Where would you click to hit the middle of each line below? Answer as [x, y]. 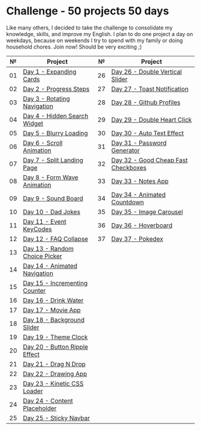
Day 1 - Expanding [50, 71]
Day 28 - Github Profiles [146, 102]
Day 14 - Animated [50, 266]
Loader [33, 391]
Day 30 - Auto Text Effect [148, 133]
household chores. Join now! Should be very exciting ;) [74, 47]
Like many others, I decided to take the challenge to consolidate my [89, 28]
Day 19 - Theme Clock [55, 337]
